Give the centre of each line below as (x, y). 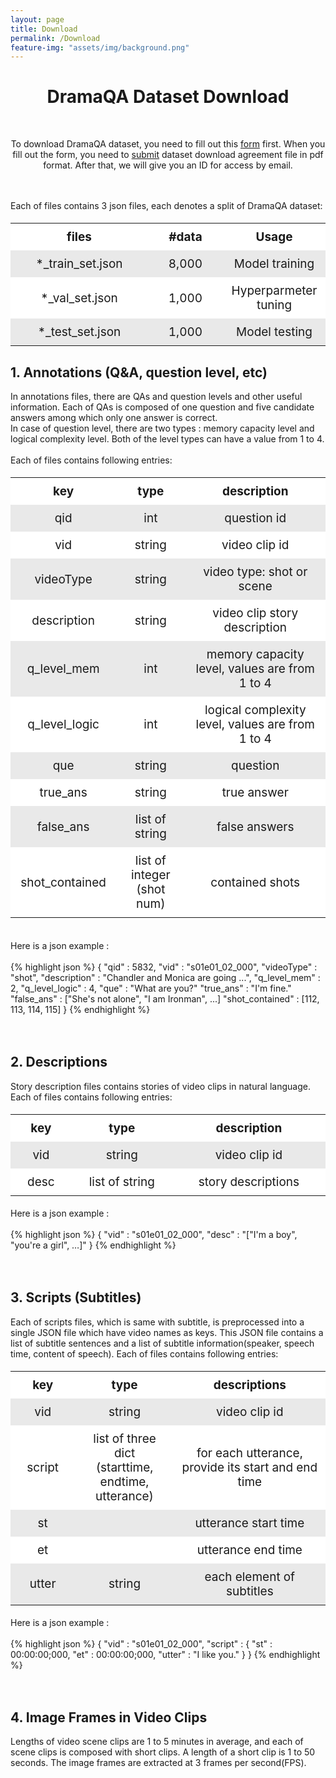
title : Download (44, 29)
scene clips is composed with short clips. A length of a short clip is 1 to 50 (163, 1752)
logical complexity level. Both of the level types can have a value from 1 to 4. (167, 439)
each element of (250, 1577)
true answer (255, 792)
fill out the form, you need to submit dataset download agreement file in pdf (168, 155)
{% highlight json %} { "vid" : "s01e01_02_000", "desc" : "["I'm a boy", (154, 1234)
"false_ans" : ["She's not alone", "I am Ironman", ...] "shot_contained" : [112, (165, 999)
